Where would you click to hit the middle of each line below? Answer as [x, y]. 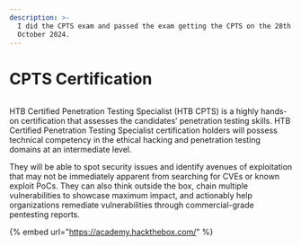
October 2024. [44, 34]
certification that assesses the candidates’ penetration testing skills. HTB [156, 121]
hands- [274, 111]
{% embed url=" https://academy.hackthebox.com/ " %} [111, 232]
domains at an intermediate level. [71, 150]
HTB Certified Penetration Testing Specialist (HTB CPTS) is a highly [134, 111]
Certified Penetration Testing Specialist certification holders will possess [144, 130]
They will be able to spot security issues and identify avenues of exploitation [151, 167]
